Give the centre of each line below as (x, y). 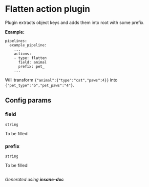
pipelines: (16, 41)
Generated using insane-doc (34, 180)
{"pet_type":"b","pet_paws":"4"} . (40, 85)
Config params (28, 100)
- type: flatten (31, 58)
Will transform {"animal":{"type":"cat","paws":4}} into (61, 80)
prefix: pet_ (31, 66)
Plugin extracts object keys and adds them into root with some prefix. (75, 22)
